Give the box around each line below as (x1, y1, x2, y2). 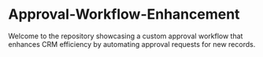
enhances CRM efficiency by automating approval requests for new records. (8, 39, 256, 48)
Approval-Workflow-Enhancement (8, 5, 240, 23)
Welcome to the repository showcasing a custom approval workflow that (8, 31, 243, 41)
